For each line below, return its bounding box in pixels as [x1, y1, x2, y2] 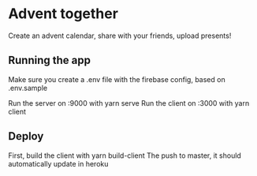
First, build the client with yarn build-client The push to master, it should [8, 151, 242, 160]
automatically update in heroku [8, 159, 109, 168]
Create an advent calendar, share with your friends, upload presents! [8, 31, 232, 40]
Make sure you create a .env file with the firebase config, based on [8, 74, 226, 84]
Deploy [8, 129, 44, 143]
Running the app [8, 54, 91, 67]
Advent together [8, 5, 118, 23]
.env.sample [8, 83, 48, 92]
